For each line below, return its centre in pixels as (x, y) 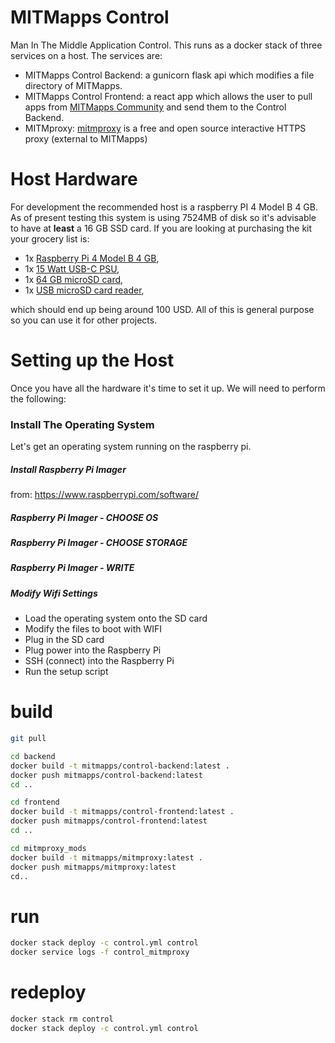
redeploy (48, 992)
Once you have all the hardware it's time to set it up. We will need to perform (168, 388)
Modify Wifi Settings (54, 593)
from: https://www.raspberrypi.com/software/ (104, 495)
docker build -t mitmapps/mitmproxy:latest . (106, 857)
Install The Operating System (82, 424)
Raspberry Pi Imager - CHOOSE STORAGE (99, 543)
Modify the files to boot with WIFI (93, 629)
